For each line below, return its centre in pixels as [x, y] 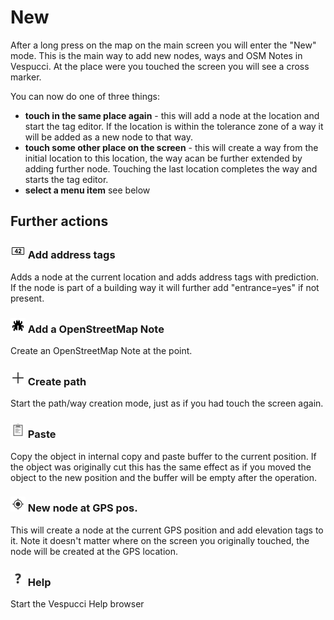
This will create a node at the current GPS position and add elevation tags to [167, 530]
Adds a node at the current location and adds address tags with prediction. [165, 277]
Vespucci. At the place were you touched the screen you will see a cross [160, 66]
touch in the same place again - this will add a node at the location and [172, 115]
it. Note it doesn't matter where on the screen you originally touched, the [160, 540]
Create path [57, 381]
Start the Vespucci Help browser [77, 604]
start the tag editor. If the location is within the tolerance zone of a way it [174, 126]
